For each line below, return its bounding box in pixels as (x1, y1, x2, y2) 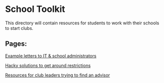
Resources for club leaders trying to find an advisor (5, 72, 110, 78)
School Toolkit (5, 3, 65, 15)
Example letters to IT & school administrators (5, 53, 97, 59)
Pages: (5, 40, 27, 48)
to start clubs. (5, 25, 34, 31)
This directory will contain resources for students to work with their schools (5, 20, 160, 26)
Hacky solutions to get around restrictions (5, 62, 91, 68)
